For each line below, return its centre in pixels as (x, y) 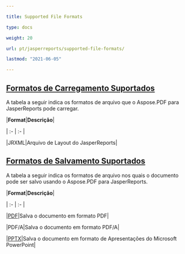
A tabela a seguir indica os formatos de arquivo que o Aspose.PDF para (92, 102)
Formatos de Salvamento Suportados (76, 161)
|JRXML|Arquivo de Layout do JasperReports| (62, 142)
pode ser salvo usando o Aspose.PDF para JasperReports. (77, 181)
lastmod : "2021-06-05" (34, 59)
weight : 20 (19, 38)
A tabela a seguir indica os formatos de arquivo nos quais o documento (92, 175)
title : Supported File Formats (44, 16)
